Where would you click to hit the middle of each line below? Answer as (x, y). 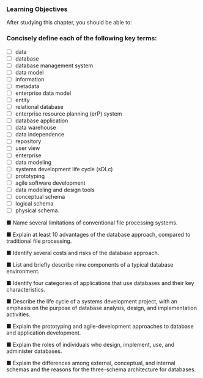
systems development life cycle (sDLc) (64, 169)
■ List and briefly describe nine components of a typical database (90, 265)
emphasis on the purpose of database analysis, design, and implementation (102, 308)
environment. (23, 272)
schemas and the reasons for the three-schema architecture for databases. (101, 369)
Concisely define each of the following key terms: (82, 39)
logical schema (34, 203)
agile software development (50, 183)
